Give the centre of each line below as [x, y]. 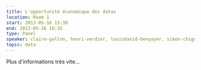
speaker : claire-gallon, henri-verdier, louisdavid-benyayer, [85, 39]
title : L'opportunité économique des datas [61, 12]
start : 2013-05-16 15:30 [37, 23]
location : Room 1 [28, 17]
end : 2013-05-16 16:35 [34, 28]
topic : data [21, 45]
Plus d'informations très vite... [43, 61]
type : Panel [21, 34]
